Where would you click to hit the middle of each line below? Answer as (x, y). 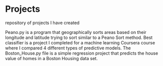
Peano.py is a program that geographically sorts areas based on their (76, 32)
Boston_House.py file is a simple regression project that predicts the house (82, 53)
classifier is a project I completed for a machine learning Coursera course (80, 42)
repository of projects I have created (42, 23)
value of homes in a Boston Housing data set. (52, 58)
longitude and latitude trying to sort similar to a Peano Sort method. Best (79, 37)
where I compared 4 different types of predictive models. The (68, 48)
